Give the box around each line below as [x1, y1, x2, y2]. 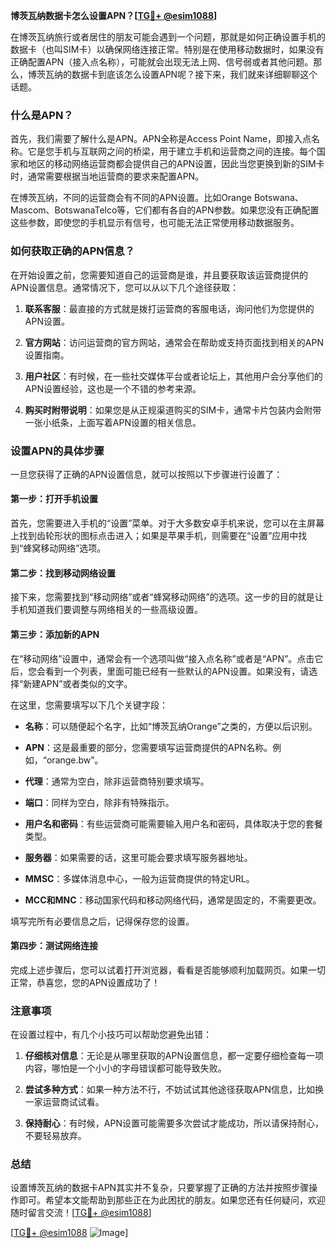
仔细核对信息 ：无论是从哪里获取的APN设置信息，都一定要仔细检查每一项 [24, 1050, 324, 1061]
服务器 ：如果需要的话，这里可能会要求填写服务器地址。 [24, 851, 253, 863]
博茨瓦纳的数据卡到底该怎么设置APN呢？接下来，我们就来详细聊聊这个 [27, 69, 318, 80]
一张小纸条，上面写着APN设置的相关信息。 [24, 416, 202, 428]
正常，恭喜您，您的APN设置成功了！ [10, 976, 161, 988]
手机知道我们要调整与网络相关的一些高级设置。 [10, 604, 203, 616]
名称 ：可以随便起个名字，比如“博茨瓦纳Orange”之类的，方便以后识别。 [24, 720, 318, 732]
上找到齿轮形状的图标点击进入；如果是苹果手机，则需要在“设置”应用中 [10, 530, 299, 542]
